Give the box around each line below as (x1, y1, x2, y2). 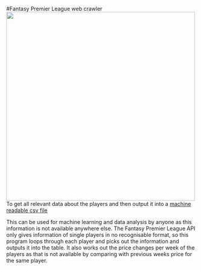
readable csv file (6, 207, 48, 214)
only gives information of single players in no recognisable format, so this (6, 231, 189, 238)
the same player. (6, 257, 48, 264)
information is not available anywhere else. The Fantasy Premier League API (6, 225, 196, 232)
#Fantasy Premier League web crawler (6, 5, 103, 12)
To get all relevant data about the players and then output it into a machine (6, 201, 191, 207)
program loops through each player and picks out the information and (6, 238, 179, 245)
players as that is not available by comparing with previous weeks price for (6, 251, 193, 257)
